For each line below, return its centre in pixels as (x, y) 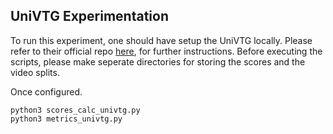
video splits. (35, 72)
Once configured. (46, 91)
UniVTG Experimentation (89, 16)
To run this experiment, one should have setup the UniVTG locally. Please (161, 40)
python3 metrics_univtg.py (66, 119)
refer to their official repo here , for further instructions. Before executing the (166, 51)
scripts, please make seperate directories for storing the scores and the (158, 61)
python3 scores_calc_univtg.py (75, 110)
